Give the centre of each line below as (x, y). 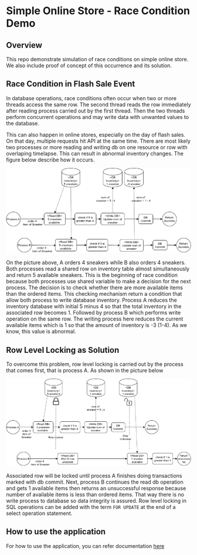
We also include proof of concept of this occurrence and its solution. (89, 65)
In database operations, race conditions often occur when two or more (91, 98)
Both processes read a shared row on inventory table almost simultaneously (98, 269)
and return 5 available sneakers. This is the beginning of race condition (92, 275)
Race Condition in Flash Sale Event (71, 84)
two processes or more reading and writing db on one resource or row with (97, 147)
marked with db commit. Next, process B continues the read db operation (95, 482)
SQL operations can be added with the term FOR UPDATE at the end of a (91, 507)
